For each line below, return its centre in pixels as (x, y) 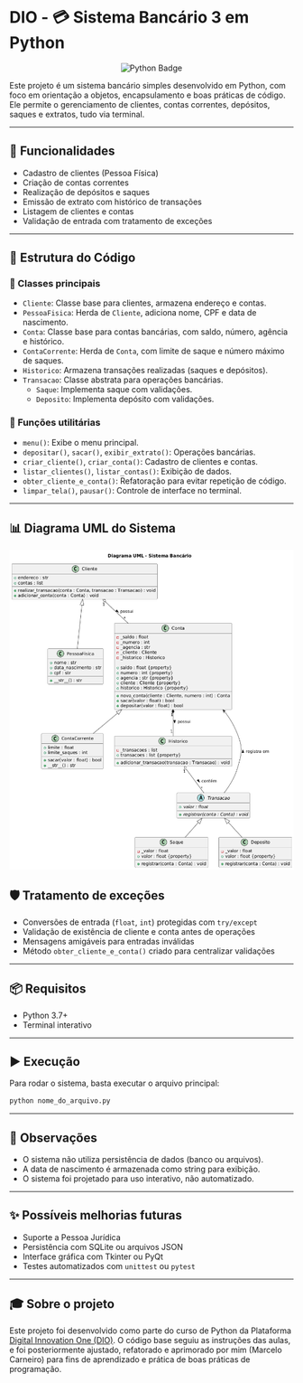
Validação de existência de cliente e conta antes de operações (138, 931)
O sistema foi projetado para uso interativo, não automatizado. (138, 1179)
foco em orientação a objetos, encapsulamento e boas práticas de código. (147, 95)
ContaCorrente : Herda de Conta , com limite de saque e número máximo (153, 351)
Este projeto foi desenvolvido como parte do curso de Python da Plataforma (150, 1331)
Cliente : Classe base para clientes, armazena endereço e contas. (144, 303)
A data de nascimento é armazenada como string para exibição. (141, 1169)
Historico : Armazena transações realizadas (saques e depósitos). (145, 371)
